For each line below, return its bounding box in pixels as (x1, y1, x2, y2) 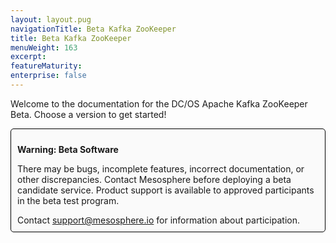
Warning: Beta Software (17, 143, 119, 155)
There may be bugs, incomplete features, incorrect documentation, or (17, 162, 305, 175)
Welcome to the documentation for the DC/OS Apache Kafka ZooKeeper (10, 97, 308, 110)
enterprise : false (10, 71, 87, 81)
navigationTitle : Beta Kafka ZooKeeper (10, 24, 177, 34)
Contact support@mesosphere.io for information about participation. (17, 214, 300, 226)
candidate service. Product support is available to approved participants (17, 184, 315, 196)
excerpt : (10, 52, 47, 62)
